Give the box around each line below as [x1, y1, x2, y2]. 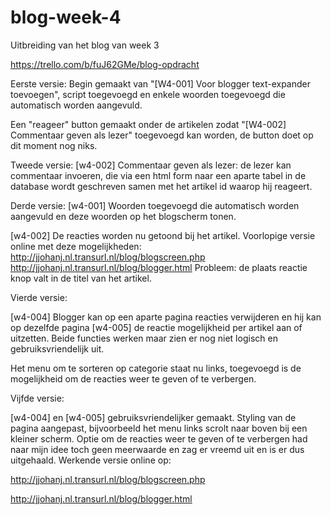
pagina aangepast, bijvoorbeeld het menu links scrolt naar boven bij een [10, 422, 308, 434]
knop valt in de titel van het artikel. [10, 272, 152, 284]
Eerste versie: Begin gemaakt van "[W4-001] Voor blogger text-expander [10, 77, 312, 90]
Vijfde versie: [10, 392, 65, 404]
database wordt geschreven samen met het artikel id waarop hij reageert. [10, 180, 313, 192]
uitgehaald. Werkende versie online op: [10, 454, 172, 466]
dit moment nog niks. [10, 139, 98, 151]
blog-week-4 [10, 6, 122, 29]
